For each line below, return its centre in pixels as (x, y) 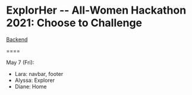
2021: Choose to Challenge (74, 23)
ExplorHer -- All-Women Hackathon (96, 10)
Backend (17, 39)
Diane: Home (31, 86)
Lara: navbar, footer (39, 74)
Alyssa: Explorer (35, 80)
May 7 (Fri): (20, 62)
